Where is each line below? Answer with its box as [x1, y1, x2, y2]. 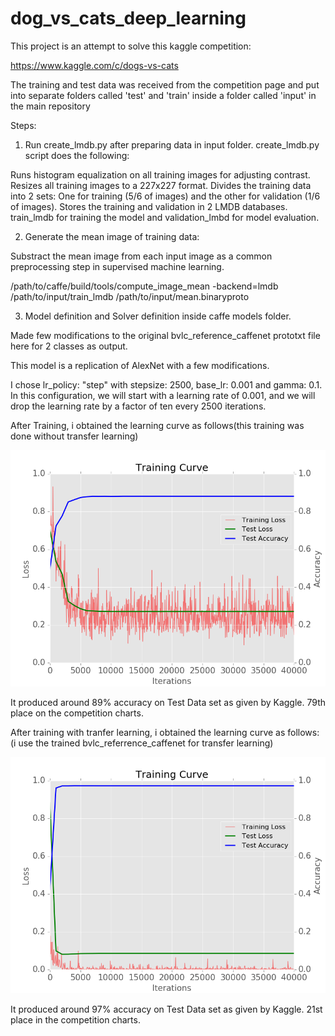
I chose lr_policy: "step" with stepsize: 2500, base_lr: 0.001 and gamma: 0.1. [10, 378, 323, 391]
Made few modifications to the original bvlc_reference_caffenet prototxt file [10, 329, 321, 341]
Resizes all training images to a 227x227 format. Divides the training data [10, 179, 312, 191]
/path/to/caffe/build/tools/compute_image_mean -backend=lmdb [10, 280, 279, 292]
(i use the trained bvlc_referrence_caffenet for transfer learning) [10, 737, 274, 749]
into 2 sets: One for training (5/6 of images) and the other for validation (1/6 [10, 190, 321, 202]
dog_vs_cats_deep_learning [10, 7, 247, 30]
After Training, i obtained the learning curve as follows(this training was [10, 419, 305, 431]
